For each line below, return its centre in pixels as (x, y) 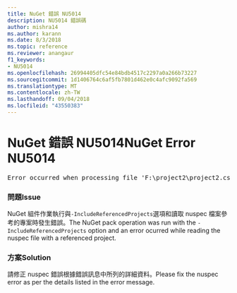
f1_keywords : (26, 60)
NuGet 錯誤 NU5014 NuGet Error (102, 143)
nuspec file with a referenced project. (62, 238)
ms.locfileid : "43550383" (45, 106)
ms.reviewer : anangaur (41, 54)
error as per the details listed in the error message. (81, 282)
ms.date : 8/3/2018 (34, 40)
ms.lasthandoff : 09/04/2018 (49, 100)
